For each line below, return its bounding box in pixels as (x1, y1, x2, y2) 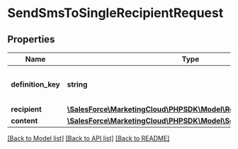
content (11, 116, 38, 126)
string (67, 79, 88, 89)
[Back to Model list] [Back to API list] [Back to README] (7, 134, 170, 143)
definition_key (11, 79, 60, 89)
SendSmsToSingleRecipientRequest (7, 5, 224, 21)
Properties (7, 33, 55, 45)
